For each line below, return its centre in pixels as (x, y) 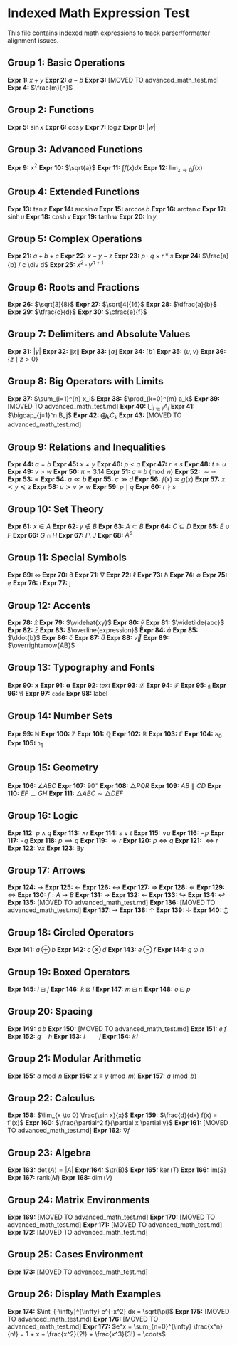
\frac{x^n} (208, 1326)
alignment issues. (33, 40)
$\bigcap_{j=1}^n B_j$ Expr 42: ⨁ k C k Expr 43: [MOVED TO (95, 416)
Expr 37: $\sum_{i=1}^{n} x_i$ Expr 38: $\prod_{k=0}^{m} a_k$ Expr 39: (114, 398)
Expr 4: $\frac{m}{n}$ (40, 88)
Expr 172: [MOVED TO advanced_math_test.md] (78, 1233)
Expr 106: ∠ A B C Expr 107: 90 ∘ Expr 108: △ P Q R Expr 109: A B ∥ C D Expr (115, 785)
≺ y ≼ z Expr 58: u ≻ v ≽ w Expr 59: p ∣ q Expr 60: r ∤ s (92, 486)
